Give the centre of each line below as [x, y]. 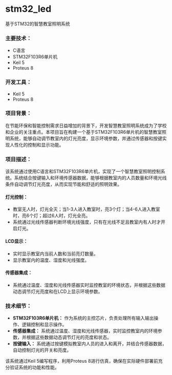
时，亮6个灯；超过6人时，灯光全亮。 [51, 216]
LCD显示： [17, 241]
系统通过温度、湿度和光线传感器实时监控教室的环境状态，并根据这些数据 [89, 285]
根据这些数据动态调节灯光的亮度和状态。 [69, 337]
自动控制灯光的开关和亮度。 [42, 350]
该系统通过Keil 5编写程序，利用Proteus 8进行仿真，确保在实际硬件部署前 [82, 361]
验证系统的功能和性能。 [34, 367]
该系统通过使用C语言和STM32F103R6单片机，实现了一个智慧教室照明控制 [83, 172]
